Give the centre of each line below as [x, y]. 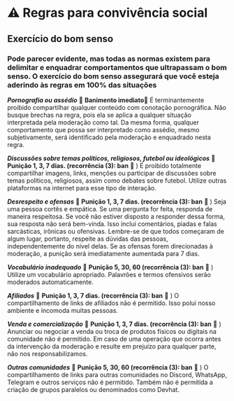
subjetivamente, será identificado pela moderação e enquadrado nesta [109, 137]
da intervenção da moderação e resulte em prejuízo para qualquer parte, [112, 346]
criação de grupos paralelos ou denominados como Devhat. [94, 389]
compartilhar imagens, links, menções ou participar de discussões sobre [112, 173]
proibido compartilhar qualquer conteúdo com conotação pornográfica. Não [117, 107]
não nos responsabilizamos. [47, 353]
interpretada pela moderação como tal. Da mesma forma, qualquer [103, 122]
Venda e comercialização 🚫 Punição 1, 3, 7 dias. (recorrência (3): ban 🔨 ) [114, 324]
